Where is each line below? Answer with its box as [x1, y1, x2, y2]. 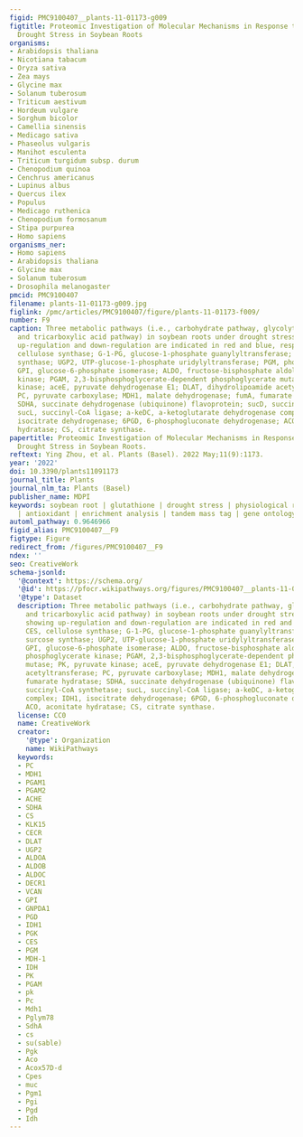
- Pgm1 [17, 1088, 42, 1098]
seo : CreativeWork [9, 559, 78, 568]
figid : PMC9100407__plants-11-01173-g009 [9, 13, 168, 23]
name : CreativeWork [17, 719, 91, 728]
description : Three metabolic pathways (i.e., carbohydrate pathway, [17, 602, 284, 611]
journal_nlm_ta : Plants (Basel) [9, 484, 131, 493]
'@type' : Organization [25, 736, 111, 746]
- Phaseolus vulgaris [9, 139, 91, 148]
